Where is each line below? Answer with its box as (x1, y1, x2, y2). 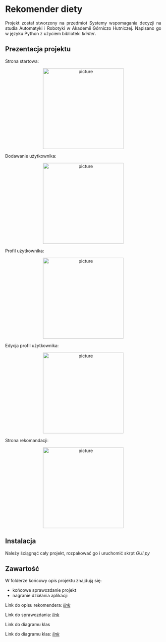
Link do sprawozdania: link (5, 612, 59, 618)
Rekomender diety (5, 3, 83, 15)
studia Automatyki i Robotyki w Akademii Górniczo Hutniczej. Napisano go (5, 25, 162, 31)
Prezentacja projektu (5, 45, 71, 53)
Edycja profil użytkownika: (5, 342, 59, 349)
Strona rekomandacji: (5, 437, 49, 443)
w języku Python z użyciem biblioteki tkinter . (5, 30, 96, 36)
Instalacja (5, 537, 36, 546)
